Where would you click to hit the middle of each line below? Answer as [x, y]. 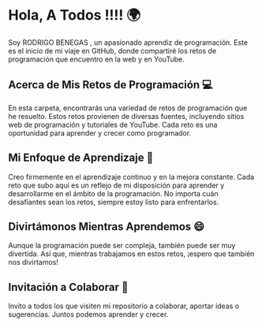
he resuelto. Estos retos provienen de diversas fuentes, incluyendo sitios [126, 116]
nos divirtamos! [34, 262]
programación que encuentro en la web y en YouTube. [96, 59]
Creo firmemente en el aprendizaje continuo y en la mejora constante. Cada [131, 177]
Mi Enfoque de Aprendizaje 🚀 [81, 158]
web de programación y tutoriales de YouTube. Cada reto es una [113, 124]
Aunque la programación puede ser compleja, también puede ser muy [122, 246]
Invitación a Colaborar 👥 [68, 287]
